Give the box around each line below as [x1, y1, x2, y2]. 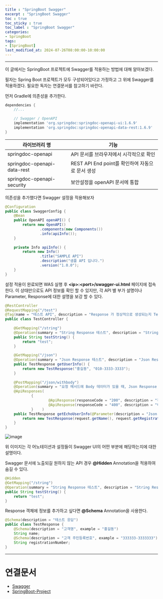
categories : [5, 30, 29, 34]
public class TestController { [5, 316, 68, 322]
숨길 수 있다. [5, 466, 29, 472]
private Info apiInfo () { [14, 245, 66, 250]
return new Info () [22, 250, 60, 254]
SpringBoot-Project [12, 588, 51, 595]
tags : [5, 39, 16, 44]
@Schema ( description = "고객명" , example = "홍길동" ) [14, 527, 119, 532]
